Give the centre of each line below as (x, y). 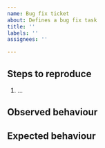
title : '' (21, 26)
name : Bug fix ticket (38, 14)
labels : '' (23, 33)
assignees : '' (28, 40)
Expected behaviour (51, 136)
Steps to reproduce (49, 74)
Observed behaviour (52, 112)
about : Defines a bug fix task (52, 20)
